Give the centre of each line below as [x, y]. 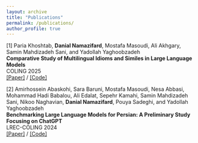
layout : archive [27, 12]
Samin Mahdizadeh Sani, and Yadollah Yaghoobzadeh [73, 52]
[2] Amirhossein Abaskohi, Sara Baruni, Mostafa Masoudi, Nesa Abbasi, [95, 89]
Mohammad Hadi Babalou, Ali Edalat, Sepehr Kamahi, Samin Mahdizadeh [97, 96]
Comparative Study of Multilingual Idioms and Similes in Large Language [99, 58]
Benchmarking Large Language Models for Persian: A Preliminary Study [98, 115]
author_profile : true [34, 29]
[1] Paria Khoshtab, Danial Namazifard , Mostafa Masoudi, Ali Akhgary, [94, 46]
